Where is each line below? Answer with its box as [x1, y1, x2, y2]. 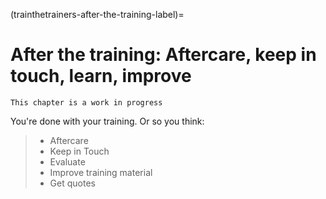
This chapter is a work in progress [10, 97, 163, 108]
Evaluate [49, 155, 86, 168]
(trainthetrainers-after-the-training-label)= [10, 9, 185, 20]
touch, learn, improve [10, 65, 192, 88]
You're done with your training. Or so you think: [10, 115, 205, 127]
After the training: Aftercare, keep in [10, 44, 317, 66]
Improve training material [49, 166, 153, 178]
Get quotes [49, 177, 96, 189]
